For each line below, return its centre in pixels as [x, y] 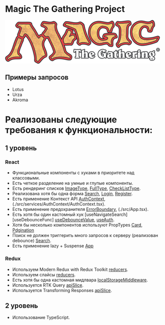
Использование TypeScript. [41, 318]
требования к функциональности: [79, 130]
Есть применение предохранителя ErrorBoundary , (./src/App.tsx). [80, 209]
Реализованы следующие [61, 119]
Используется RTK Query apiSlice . [48, 285]
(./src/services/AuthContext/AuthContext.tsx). [59, 204]
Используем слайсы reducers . [44, 274]
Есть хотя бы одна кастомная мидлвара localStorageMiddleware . [80, 280]
